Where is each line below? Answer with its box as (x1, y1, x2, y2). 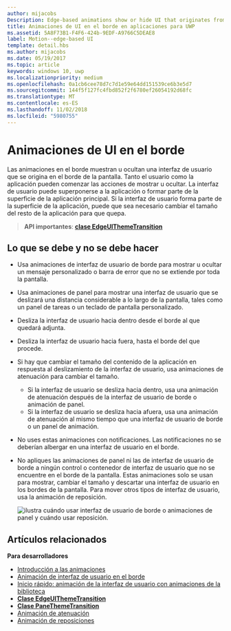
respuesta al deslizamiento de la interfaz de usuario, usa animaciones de (16, 365, 223, 373)
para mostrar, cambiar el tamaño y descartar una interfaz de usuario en (16, 478, 220, 486)
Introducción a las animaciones (16, 566, 106, 574)
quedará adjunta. (16, 324, 66, 332)
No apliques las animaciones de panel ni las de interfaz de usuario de (16, 456, 214, 465)
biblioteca (16, 587, 46, 596)
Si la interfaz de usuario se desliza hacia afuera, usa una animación (27, 408, 219, 416)
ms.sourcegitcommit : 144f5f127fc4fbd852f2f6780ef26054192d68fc (7, 87, 192, 94)
